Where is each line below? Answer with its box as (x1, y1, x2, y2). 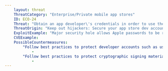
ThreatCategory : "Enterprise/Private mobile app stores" (14, 12, 135, 17)
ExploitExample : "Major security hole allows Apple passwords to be (14, 30, 160, 35)
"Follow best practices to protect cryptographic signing (23, 53, 146, 59)
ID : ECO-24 (14, 16, 37, 21)
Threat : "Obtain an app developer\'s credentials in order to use (14, 21, 155, 26)
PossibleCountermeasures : (14, 40, 68, 45)
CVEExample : (14, 35, 39, 40)
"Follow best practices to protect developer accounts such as (23, 44, 157, 49)
